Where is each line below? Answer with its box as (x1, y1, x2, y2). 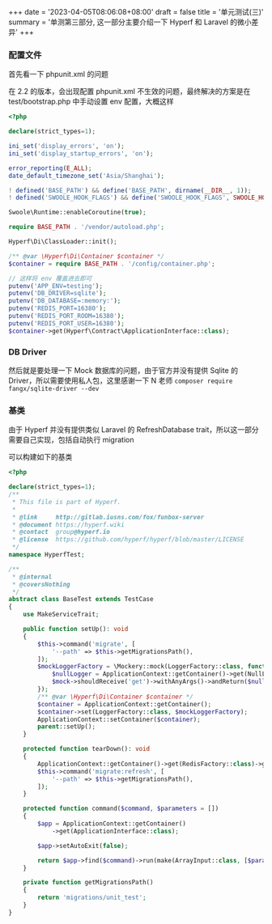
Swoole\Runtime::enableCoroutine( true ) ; (8, 209, 147, 217)
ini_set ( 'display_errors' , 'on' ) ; (8, 142, 125, 150)
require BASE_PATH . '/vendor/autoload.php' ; (8, 223, 164, 231)
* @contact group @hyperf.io (11, 528, 111, 536)
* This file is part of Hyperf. (11, 498, 121, 506)
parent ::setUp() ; (37, 723, 96, 731)
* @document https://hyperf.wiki (11, 520, 125, 528)
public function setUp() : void (23, 625, 129, 634)
